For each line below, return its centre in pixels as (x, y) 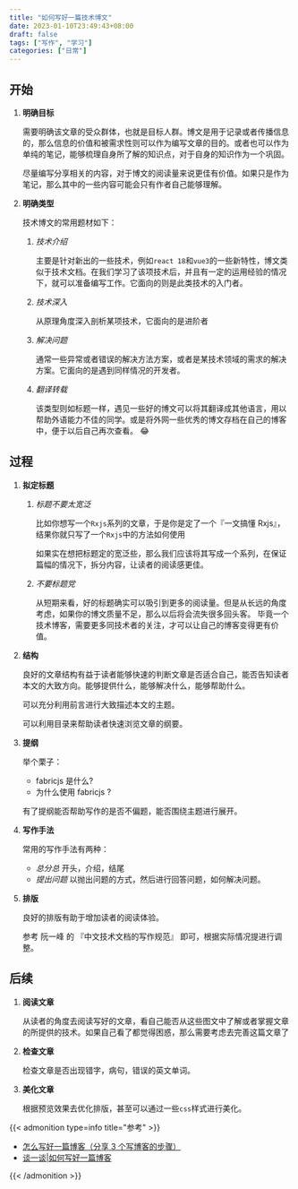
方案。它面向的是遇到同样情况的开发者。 (110, 370)
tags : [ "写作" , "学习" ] (51, 43)
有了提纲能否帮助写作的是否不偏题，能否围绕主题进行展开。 (132, 811)
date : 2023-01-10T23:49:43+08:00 (72, 26)
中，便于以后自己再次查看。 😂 (92, 430)
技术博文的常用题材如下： (69, 222)
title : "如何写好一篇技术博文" (61, 17)
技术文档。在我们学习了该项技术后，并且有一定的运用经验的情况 (169, 271)
